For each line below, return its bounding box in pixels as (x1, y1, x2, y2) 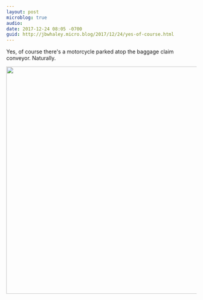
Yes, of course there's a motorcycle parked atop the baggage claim (6, 48, 174, 55)
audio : (6, 20, 23, 26)
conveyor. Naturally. (6, 55, 56, 62)
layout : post (6, 8, 39, 15)
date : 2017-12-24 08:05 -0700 (6, 25, 83, 32)
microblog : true (6, 15, 47, 21)
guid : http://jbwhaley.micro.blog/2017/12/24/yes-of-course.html (6, 32, 174, 38)
